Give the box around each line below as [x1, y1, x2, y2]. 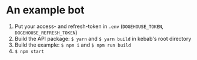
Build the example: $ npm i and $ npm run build [14, 41, 131, 48]
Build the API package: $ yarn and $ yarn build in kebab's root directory [14, 35, 192, 42]
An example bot [6, 3, 85, 17]
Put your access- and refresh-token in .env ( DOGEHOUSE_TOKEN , [14, 23, 163, 30]
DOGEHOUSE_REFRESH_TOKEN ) [14, 29, 78, 36]
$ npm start [14, 48, 44, 54]
